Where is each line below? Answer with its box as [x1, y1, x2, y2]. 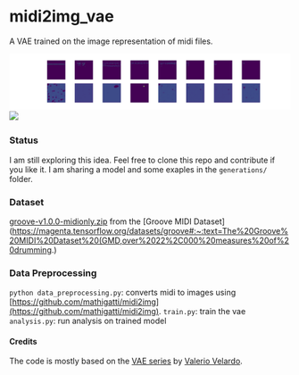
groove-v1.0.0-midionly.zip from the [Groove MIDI [9, 216, 192, 227]
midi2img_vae [9, 6, 114, 27]
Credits [9, 336, 37, 346]
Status [9, 134, 38, 146]
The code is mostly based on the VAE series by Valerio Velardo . [9, 355, 243, 367]
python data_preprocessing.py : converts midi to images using [9, 287, 237, 298]
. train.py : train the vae [158, 306, 246, 317]
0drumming [9, 244, 52, 255]
